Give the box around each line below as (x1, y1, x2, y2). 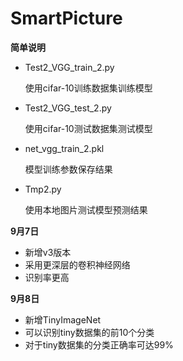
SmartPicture (10, 7, 123, 30)
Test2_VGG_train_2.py (24, 61, 115, 73)
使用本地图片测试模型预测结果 (24, 203, 148, 216)
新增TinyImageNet (24, 313, 102, 326)
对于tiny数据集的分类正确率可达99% (24, 338, 174, 351)
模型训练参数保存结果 (24, 163, 113, 175)
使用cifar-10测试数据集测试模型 (24, 122, 153, 134)
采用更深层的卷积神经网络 (24, 258, 131, 271)
